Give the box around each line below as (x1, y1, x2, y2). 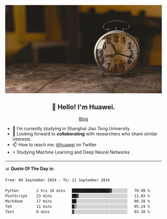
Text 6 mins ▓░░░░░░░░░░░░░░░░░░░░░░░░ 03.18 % (5, 209, 150, 214)
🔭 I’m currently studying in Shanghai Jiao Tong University (12, 126, 130, 132)
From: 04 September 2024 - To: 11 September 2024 (5, 178, 110, 183)
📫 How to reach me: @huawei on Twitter (12, 142, 97, 148)
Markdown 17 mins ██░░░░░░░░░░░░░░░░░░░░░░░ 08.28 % (5, 199, 150, 204)
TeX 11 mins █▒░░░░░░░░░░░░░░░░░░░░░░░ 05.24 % (5, 204, 150, 209)
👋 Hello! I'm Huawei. (51, 103, 116, 111)
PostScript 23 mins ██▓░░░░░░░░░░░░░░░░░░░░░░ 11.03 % (5, 193, 150, 198)
